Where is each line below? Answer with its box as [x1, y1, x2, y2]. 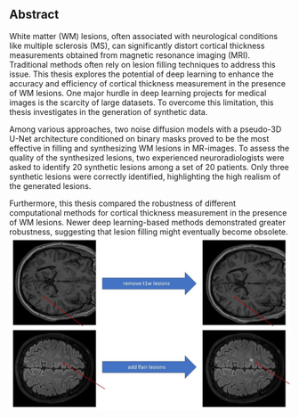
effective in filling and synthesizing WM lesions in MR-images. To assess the [9, 143, 290, 153]
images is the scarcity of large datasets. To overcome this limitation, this [9, 97, 274, 108]
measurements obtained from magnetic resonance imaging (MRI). [9, 49, 251, 61]
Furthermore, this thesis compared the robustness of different [9, 198, 236, 209]
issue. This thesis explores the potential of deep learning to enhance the [9, 69, 274, 79]
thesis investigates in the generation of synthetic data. [9, 106, 208, 117]
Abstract [9, 7, 60, 22]
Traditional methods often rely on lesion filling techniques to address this [9, 59, 276, 70]
